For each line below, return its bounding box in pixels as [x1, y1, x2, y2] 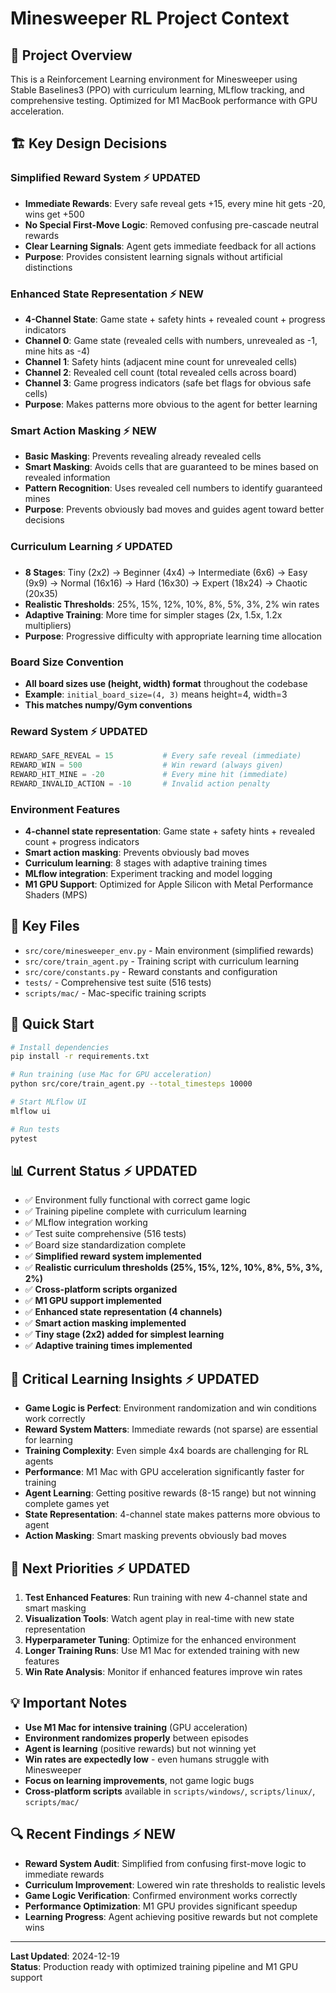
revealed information [24, 472, 111, 484]
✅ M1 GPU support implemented [24, 1295, 162, 1307]
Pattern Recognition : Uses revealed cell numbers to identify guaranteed [24, 482, 323, 494]
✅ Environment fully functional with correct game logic [24, 1194, 251, 1206]
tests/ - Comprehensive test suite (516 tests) [24, 976, 212, 988]
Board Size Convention [10, 655, 124, 669]
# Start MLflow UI [10, 1097, 87, 1107]
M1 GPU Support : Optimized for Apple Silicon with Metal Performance [24, 878, 314, 890]
